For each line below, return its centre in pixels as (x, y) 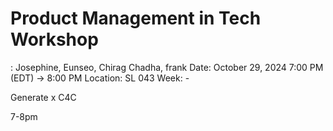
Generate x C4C (43, 97)
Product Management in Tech (136, 18)
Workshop (54, 39)
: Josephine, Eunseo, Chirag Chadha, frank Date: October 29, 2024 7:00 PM (167, 67)
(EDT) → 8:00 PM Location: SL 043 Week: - (100, 78)
